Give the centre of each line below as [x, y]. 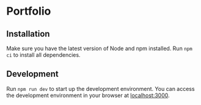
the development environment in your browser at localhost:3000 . [88, 95]
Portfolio [29, 11]
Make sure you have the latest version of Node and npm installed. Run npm [99, 48]
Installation [28, 34]
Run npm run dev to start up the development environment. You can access [100, 89]
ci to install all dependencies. [43, 55]
